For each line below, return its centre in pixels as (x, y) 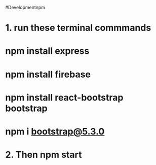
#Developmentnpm (25, 7)
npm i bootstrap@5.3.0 (55, 131)
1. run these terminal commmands (78, 28)
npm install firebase (48, 74)
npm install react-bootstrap (64, 97)
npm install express (47, 51)
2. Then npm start (44, 155)
